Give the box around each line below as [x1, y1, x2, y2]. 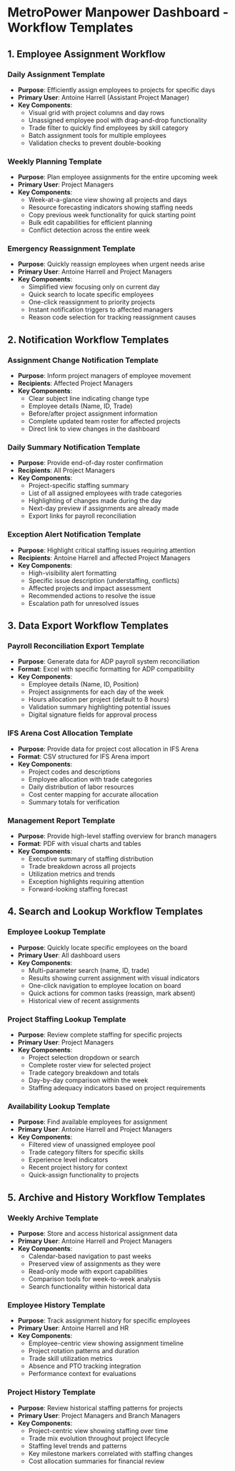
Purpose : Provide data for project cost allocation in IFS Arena [17, 744, 199, 753]
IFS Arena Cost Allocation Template [7, 728, 134, 738]
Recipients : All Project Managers [17, 466, 116, 475]
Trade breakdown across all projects [28, 862, 136, 871]
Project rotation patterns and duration [28, 1347, 139, 1355]
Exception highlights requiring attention [28, 877, 144, 886]
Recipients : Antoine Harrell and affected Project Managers [17, 553, 191, 562]
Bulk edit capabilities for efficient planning [28, 219, 153, 227]
